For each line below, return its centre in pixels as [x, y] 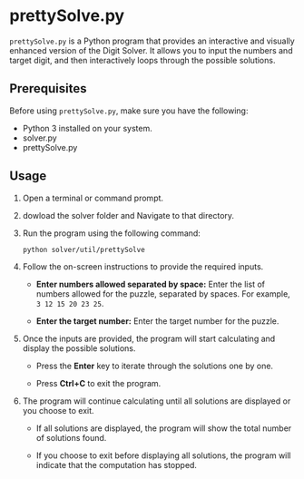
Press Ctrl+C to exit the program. [98, 384]
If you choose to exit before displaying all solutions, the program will [164, 455]
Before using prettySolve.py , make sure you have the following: [129, 111]
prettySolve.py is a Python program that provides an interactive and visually [152, 41]
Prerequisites [48, 88]
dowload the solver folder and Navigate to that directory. [128, 215]
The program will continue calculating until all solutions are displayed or [157, 401]
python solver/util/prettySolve [83, 249]
